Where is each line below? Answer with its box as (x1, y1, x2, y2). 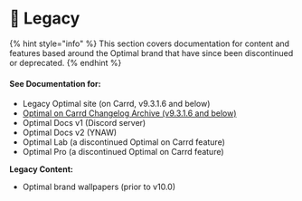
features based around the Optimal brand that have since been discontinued (9, 47, 294, 58)
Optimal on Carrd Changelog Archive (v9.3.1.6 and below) (22, 108, 237, 119)
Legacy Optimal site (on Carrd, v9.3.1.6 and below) (22, 99, 211, 110)
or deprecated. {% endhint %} (9, 57, 122, 68)
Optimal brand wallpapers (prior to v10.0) (22, 181, 176, 193)
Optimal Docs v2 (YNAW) (22, 127, 118, 139)
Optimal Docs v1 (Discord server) (22, 118, 146, 129)
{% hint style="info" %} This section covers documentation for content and (9, 38, 290, 49)
